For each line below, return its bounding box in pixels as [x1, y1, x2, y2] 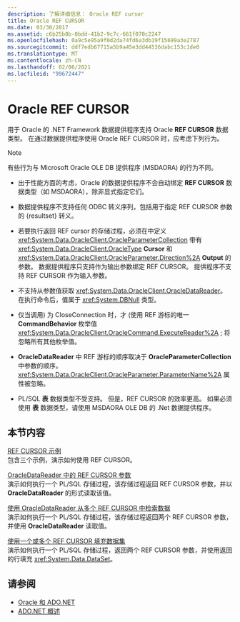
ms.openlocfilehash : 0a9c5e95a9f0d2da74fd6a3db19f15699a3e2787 [7, 37, 200, 44]
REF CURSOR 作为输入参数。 [26, 271, 111, 280]
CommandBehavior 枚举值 [17, 319, 98, 328]
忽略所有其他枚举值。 [17, 337, 81, 346]
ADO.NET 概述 [17, 607, 61, 616]
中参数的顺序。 [17, 361, 62, 370]
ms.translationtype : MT [7, 51, 79, 58]
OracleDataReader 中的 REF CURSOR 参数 [7, 471, 131, 479]
